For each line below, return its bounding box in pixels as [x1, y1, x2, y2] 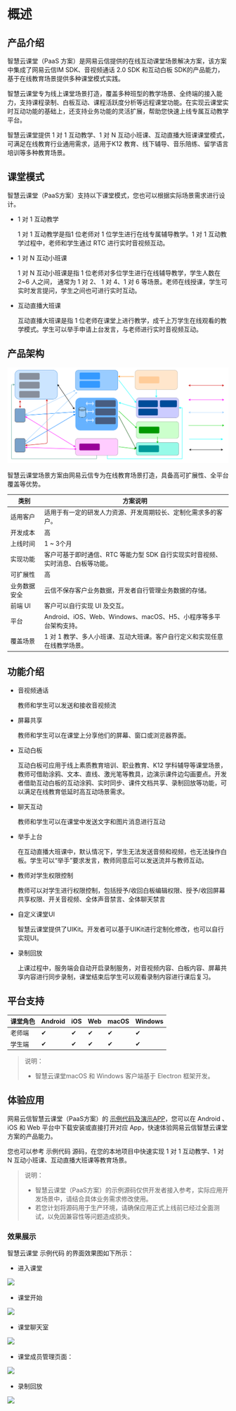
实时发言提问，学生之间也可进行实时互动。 [17, 286, 141, 295]
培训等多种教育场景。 [7, 149, 69, 157]
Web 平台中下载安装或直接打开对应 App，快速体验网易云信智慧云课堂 [27, 1123, 228, 1132]
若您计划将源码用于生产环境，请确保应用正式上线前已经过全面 [34, 1203, 214, 1211]
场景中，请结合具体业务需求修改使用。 [41, 1195, 152, 1203]
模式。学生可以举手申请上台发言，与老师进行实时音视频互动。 [23, 325, 202, 334]
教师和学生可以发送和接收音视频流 [17, 701, 117, 709]
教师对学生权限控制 [17, 871, 74, 879]
